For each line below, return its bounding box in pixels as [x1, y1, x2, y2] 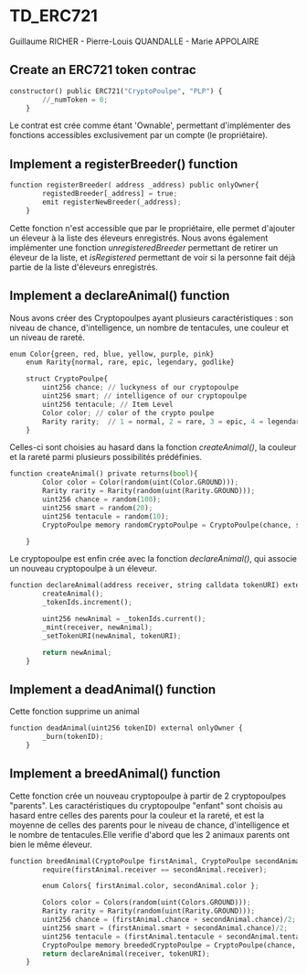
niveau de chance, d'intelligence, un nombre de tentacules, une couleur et [9, 322, 290, 333]
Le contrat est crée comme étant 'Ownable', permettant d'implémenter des [9, 120, 291, 131]
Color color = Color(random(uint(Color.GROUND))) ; [42, 477, 239, 487]
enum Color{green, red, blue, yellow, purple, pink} [9, 349, 215, 359]
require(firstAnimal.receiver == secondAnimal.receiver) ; [42, 865, 268, 874]
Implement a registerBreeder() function [9, 156, 238, 172]
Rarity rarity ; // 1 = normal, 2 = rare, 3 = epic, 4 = [42, 417, 264, 426]
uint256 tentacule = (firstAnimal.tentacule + [42, 932, 223, 941]
